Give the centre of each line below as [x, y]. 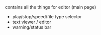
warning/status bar [32, 27]
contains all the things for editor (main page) [50, 7]
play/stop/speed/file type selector [47, 17]
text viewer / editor [32, 22]
